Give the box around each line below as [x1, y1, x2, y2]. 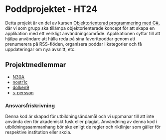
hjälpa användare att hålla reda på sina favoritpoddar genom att [5, 36, 136, 42]
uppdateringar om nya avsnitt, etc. [5, 46, 76, 52]
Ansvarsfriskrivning [5, 102, 55, 109]
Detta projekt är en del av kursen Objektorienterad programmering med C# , [5, 20, 160, 26]
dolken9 [12, 84, 29, 90]
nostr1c [12, 79, 28, 85]
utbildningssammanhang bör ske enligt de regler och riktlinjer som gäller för [5, 124, 161, 130]
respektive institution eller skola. [5, 129, 71, 135]
